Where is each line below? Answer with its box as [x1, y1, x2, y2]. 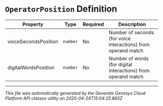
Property [22, 21, 44, 28]
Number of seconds [108, 29, 154, 36]
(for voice [108, 35, 131, 42]
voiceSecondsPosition [7, 38, 58, 45]
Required [82, 21, 104, 28]
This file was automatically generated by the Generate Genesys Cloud [5, 90, 146, 96]
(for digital [108, 61, 132, 68]
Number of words [108, 55, 149, 61]
